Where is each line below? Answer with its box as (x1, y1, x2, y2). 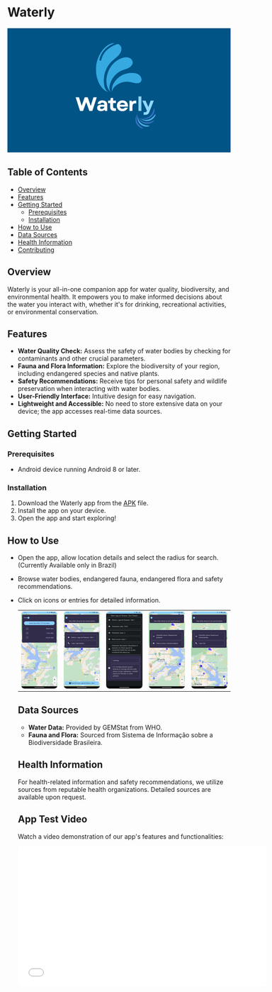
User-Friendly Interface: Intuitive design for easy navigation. (17, 392, 196, 401)
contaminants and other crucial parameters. (17, 354, 146, 363)
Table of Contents (7, 166, 89, 178)
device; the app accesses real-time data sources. (17, 407, 162, 416)
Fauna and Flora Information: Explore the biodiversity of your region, (17, 362, 220, 370)
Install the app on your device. (17, 507, 106, 515)
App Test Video (17, 813, 88, 825)
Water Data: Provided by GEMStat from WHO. (28, 723, 163, 732)
